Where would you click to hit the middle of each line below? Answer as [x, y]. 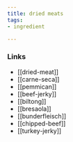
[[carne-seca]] [38, 79]
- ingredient [26, 26]
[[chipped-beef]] [41, 123]
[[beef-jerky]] [37, 94]
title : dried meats [35, 14]
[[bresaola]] [34, 109]
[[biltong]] [32, 101]
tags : [15, 20]
